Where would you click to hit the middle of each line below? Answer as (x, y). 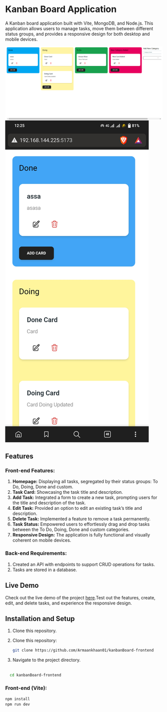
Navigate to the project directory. (46, 660)
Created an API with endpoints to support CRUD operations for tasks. (84, 564)
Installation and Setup (40, 619)
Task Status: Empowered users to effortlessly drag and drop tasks (81, 524)
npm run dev (17, 704)
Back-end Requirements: (36, 553)
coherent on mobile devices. (42, 540)
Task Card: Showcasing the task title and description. (68, 492)
